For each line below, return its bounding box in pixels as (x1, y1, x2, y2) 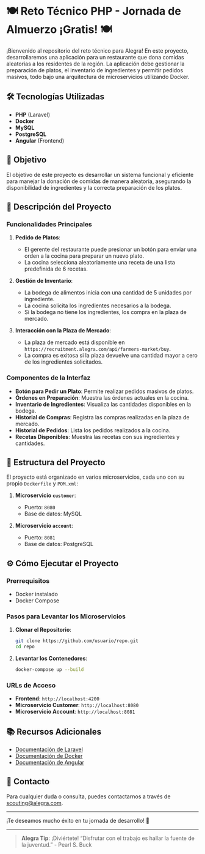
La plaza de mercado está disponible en (24, 339, 125, 346)
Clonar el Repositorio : (15, 626, 72, 634)
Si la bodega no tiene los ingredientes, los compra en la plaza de (24, 309, 187, 316)
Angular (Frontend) (15, 137, 65, 144)
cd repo (15, 643, 35, 650)
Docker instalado (15, 591, 58, 598)
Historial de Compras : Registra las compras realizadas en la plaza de (15, 413, 190, 421)
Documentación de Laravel (15, 746, 84, 753)
